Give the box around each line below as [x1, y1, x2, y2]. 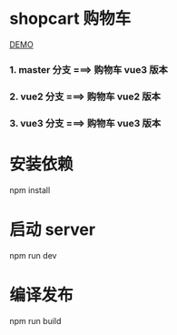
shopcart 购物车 [9, 8, 132, 29]
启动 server [9, 219, 96, 239]
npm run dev [9, 249, 57, 260]
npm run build [9, 315, 62, 326]
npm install [9, 184, 51, 196]
